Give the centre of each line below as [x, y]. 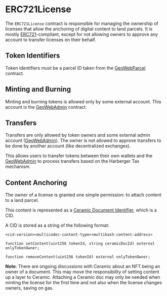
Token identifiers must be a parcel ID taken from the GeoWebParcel [75, 68]
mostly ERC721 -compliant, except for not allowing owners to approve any [82, 34]
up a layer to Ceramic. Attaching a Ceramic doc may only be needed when [83, 277]
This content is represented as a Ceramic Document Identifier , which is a [81, 210]
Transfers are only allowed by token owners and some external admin [78, 135]
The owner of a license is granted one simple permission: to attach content [83, 195]
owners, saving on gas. [30, 288]
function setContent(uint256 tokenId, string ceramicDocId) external [80, 244]
